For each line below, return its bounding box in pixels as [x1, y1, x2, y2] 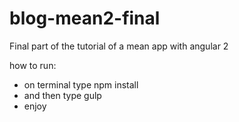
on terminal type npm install [23, 78, 139, 91]
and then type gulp [23, 89, 102, 101]
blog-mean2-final [9, 7, 161, 30]
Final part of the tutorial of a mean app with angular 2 [9, 40, 229, 52]
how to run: [9, 59, 57, 71]
